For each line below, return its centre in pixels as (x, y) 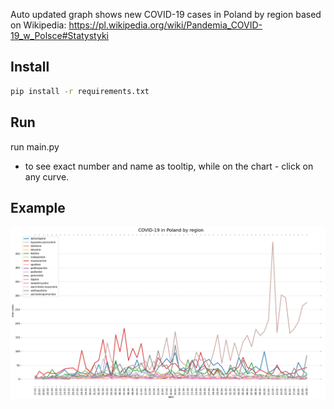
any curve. (47, 176)
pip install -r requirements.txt (80, 91)
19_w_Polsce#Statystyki (59, 35)
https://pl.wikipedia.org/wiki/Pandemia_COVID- (165, 25)
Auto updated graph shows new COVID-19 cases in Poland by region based (166, 14)
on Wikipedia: (38, 25)
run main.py (35, 146)
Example (38, 207)
